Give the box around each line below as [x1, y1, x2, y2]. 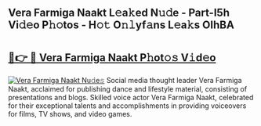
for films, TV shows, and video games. [8, 110, 132, 118]
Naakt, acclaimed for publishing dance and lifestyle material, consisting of [8, 85, 248, 93]
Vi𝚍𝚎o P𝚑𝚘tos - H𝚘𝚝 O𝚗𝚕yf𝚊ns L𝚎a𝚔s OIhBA [8, 19, 235, 32]
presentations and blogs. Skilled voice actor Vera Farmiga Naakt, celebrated [8, 93, 254, 102]
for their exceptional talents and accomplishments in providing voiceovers [8, 101, 247, 110]
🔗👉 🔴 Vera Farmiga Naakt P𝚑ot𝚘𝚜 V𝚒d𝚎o [8, 51, 216, 64]
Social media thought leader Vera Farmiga [106, 76, 242, 85]
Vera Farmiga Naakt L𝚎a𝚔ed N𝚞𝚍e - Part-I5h [8, 6, 230, 20]
